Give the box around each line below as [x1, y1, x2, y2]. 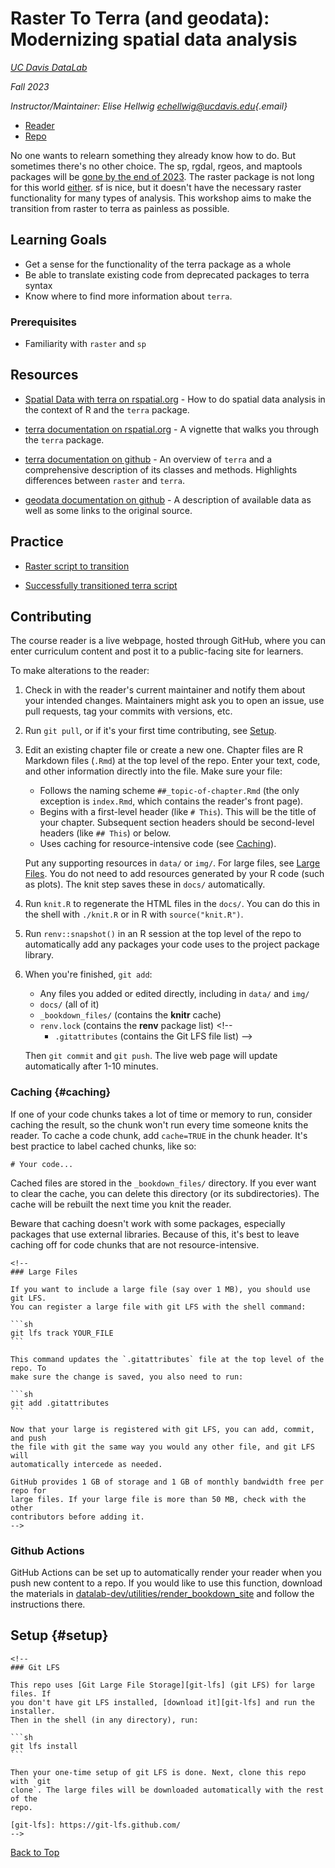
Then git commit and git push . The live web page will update [24, 1050, 278, 1062]
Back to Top [10, 1846, 60, 1858]
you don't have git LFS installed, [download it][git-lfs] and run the [10, 1697, 315, 1707]
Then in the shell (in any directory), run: [10, 1715, 199, 1725]
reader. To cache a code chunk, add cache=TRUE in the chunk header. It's [10, 1129, 308, 1141]
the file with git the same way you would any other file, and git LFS [10, 1442, 315, 1452]
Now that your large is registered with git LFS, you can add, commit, [10, 1424, 315, 1434]
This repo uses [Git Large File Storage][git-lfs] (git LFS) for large [10, 1680, 315, 1690]
